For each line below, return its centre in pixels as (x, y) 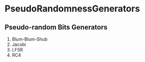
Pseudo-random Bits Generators (56, 27)
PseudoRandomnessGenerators (72, 9)
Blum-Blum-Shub (30, 39)
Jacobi (19, 44)
